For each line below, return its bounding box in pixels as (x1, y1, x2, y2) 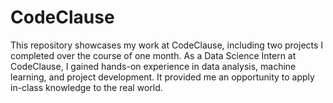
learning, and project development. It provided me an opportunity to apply (10, 71, 315, 83)
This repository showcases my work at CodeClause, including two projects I (10, 39, 324, 51)
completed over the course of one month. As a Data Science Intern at (10, 49, 297, 61)
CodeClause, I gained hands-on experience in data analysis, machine (10, 60, 297, 72)
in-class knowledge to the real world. (10, 81, 163, 93)
